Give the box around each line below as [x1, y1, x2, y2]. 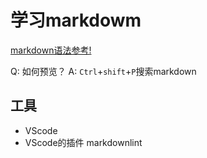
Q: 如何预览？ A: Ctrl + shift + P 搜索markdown [10, 65, 197, 77]
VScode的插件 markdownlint [24, 136, 143, 148]
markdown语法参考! [10, 44, 92, 56]
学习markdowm [10, 9, 142, 32]
